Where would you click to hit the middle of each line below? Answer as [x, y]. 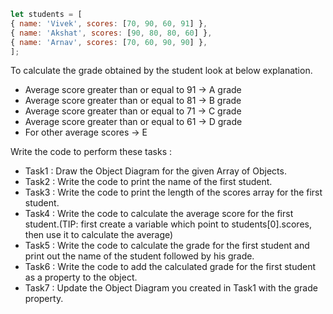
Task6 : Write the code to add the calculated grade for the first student [170, 267]
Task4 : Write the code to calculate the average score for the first [159, 214]
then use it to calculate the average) [99, 235]
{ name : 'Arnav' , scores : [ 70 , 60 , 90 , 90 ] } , [109, 42]
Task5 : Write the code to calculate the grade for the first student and [167, 246]
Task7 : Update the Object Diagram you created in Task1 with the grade [171, 288]
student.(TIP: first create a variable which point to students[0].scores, [168, 224]
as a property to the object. [81, 277]
